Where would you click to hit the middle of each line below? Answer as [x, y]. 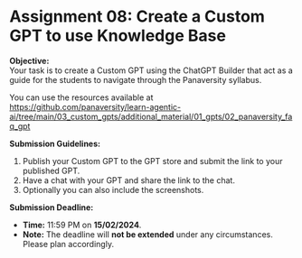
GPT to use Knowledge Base [118, 36]
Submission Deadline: [52, 207]
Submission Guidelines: [55, 143]
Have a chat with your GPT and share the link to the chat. [128, 180]
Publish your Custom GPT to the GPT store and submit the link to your [152, 161]
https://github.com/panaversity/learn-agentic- [95, 106]
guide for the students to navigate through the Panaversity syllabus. [136, 79]
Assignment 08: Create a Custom [137, 17]
